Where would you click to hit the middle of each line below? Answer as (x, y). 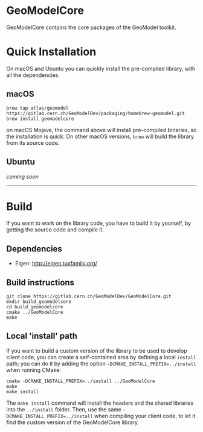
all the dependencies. (33, 75)
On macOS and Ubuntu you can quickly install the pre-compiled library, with (101, 68)
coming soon (23, 176)
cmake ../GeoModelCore (35, 313)
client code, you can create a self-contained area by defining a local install (101, 357)
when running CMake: (34, 370)
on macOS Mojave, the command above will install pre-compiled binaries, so (101, 130)
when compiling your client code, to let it (145, 416)
